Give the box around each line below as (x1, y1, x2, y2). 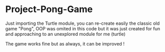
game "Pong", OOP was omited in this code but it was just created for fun (5, 25, 160, 31)
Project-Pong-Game (5, 4, 93, 15)
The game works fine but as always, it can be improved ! (5, 40, 125, 46)
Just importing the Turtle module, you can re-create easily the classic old (5, 20, 160, 26)
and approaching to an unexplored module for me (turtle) (5, 31, 126, 37)
